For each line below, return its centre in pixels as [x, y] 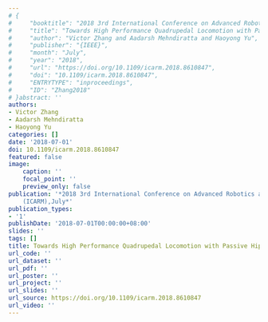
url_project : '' [35, 283]
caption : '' [42, 172]
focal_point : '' [50, 179]
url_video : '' [32, 305]
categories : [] [33, 134]
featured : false [35, 157]
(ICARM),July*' [48, 201]
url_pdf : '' [28, 268]
